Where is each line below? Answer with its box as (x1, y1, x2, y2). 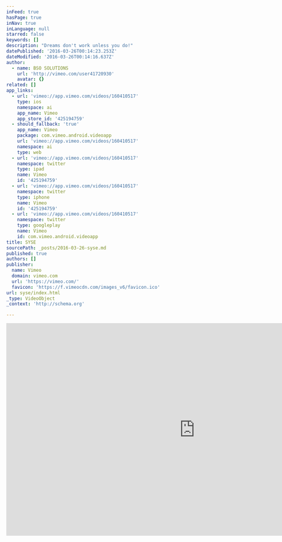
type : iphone (17, 194, 50, 200)
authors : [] (6, 256, 36, 262)
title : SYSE (6, 239, 36, 245)
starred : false (6, 31, 45, 37)
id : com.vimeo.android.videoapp (17, 233, 98, 239)
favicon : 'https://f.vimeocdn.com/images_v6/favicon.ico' (11, 284, 161, 290)
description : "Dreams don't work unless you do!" (6, 43, 134, 49)
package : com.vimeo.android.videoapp (17, 132, 112, 139)
